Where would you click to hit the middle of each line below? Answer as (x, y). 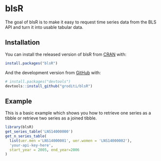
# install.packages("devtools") (38, 81)
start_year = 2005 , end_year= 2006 (44, 150)
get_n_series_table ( (26, 136)
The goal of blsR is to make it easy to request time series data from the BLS (81, 22)
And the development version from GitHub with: (53, 72)
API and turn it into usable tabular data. (44, 27)
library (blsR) (20, 127)
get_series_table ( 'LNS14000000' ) (39, 132)
